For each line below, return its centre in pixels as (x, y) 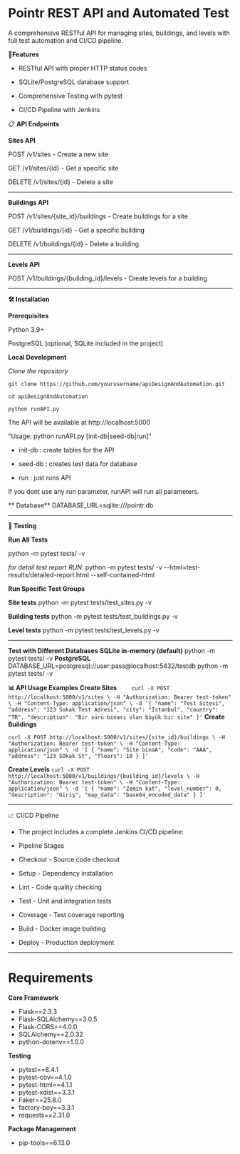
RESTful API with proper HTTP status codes (83, 68)
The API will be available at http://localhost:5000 (79, 422)
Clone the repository (38, 371)
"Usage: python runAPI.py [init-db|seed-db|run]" (80, 436)
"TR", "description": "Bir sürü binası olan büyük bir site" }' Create (116, 717)
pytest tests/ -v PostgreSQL (49, 658)
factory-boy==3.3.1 (46, 1107)
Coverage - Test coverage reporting (71, 914)
